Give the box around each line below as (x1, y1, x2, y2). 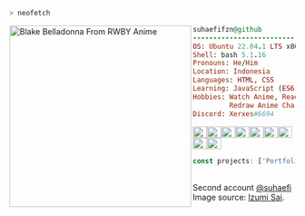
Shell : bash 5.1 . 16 (192, 50, 266, 59)
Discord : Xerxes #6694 (192, 109, 275, 118)
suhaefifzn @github (192, 25, 262, 34)
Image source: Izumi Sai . (192, 191, 285, 203)
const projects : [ (192, 156, 262, 165)
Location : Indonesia (192, 67, 271, 76)
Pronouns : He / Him (192, 59, 259, 68)
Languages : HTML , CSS (192, 75, 275, 85)
